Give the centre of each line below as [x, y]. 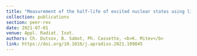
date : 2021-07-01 [27, 28]
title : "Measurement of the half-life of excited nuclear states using [95, 11]
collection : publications [38, 17]
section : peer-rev [28, 22]
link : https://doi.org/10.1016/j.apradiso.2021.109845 [74, 44]
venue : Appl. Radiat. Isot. [40, 33]
